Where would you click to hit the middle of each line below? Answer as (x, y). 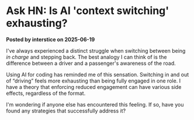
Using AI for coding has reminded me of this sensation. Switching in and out (98, 74)
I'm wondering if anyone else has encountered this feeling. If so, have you (95, 104)
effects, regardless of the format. (46, 93)
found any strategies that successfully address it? (66, 111)
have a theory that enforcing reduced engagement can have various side (94, 87)
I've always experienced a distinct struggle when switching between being (96, 50)
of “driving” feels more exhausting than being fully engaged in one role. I (93, 81)
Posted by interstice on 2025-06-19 (51, 39)
